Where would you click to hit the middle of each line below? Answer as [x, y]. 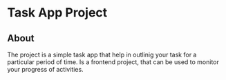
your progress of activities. [46, 69]
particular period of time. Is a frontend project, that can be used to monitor [113, 62]
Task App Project [57, 13]
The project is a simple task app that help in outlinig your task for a [102, 54]
